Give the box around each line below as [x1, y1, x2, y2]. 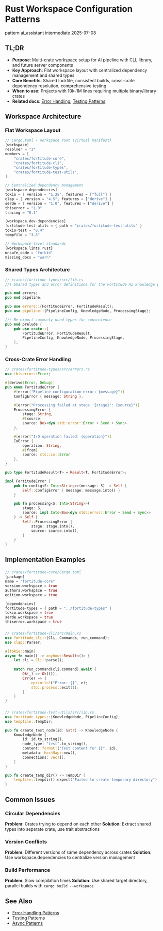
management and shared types [12, 72, 75, 78]
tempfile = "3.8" [5, 233, 40, 237]
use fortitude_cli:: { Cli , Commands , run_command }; [5, 635, 110, 640]
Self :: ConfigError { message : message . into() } [22, 488, 120, 493]
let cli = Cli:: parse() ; [14, 658, 64, 663]
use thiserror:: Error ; [5, 371, 51, 377]
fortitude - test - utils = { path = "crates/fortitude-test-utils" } [5, 223, 142, 228]
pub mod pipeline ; [5, 295, 42, 300]
